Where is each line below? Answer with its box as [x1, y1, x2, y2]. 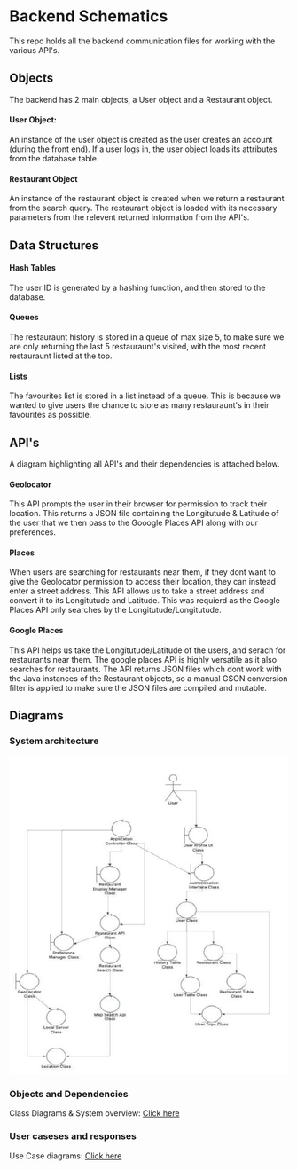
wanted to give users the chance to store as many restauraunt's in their [9, 400, 270, 411]
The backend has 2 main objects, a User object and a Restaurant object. [9, 94, 273, 105]
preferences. [9, 527, 56, 538]
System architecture [9, 734, 99, 747]
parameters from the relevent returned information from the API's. [9, 212, 250, 223]
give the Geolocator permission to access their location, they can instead [9, 577, 277, 587]
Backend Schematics [9, 6, 168, 27]
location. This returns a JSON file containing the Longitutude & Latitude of [9, 508, 279, 519]
